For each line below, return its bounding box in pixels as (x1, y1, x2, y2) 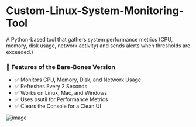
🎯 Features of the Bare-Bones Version (6, 63, 115, 71)
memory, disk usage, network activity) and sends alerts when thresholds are (6, 42, 191, 49)
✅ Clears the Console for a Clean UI (14, 102, 101, 109)
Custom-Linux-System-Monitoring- (6, 4, 184, 18)
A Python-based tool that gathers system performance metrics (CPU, (6, 36, 173, 43)
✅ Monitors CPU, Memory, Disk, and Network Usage (14, 76, 142, 83)
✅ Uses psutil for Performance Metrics (14, 96, 108, 103)
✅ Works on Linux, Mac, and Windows (14, 90, 107, 97)
